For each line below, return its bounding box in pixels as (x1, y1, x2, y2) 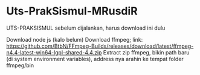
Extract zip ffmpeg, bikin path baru (103, 48, 190, 56)
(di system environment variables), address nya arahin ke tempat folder (6, 55, 184, 62)
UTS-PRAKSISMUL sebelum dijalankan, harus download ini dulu (6, 24, 166, 31)
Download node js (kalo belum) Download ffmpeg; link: (6, 36, 143, 43)
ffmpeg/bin (6, 62, 34, 69)
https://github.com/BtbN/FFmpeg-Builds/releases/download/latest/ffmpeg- (6, 42, 194, 50)
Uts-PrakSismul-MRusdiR (6, 4, 138, 18)
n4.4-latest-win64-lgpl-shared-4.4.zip (6, 48, 102, 56)
